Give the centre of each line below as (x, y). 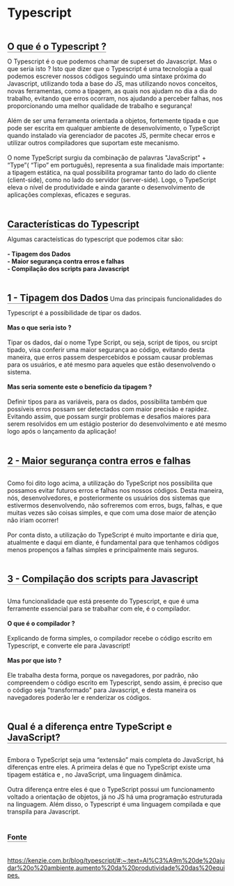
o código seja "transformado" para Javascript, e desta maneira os (102, 690)
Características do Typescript (73, 224)
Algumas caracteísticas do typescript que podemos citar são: (95, 239)
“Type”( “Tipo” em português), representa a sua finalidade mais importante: (116, 165)
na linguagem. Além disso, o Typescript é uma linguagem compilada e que (114, 804)
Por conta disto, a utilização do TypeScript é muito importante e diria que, (113, 535)
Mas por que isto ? (34, 660)
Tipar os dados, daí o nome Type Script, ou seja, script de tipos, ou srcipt (112, 342)
